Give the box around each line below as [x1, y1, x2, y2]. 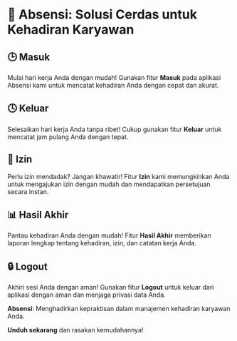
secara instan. [7, 187, 49, 195]
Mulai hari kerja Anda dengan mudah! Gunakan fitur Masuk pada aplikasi [7, 73, 221, 81]
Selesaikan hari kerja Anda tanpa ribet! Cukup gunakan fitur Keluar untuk [7, 125, 222, 133]
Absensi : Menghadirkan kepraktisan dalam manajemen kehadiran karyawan [7, 305, 231, 313]
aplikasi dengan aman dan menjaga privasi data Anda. [7, 290, 166, 299]
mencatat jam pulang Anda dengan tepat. [7, 132, 129, 141]
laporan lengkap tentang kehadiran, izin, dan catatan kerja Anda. [7, 239, 197, 248]
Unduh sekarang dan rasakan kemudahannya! [7, 326, 144, 335]
